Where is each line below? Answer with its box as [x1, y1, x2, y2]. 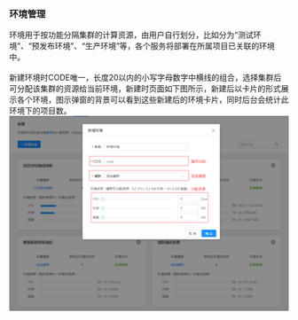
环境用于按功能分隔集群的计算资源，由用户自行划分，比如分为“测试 [9, 29, 255, 41]
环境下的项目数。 [9, 105, 72, 116]
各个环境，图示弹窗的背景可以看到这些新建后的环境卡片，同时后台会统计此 [16, 95, 289, 105]
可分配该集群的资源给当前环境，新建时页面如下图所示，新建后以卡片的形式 [9, 83, 281, 94]
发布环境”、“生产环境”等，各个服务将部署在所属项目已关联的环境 [39, 41, 275, 51]
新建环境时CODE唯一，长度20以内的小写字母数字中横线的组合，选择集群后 [9, 73, 282, 83]
